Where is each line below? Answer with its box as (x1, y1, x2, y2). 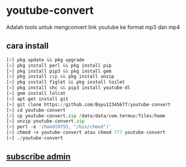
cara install (6, 41, 49, 51)
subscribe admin (6, 151, 71, 162)
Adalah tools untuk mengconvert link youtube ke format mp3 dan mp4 (6, 23, 181, 31)
